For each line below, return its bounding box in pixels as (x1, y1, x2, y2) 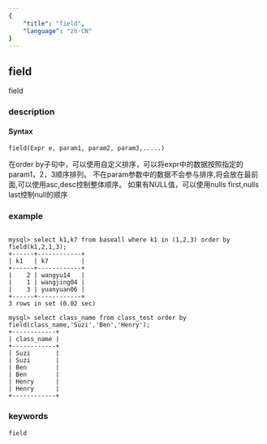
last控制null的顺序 (8, 190, 68, 199)
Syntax (8, 126, 33, 136)
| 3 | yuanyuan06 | (8, 285, 85, 294)
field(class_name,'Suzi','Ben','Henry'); (8, 321, 151, 329)
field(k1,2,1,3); (8, 243, 67, 251)
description (8, 106, 55, 117)
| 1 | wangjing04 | (8, 279, 85, 287)
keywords (8, 411, 49, 422)
